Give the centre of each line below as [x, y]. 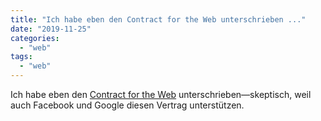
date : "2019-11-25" [51, 29]
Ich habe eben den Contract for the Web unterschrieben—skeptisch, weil [161, 94]
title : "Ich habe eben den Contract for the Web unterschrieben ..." [158, 19]
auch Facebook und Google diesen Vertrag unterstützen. [127, 105]
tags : [21, 57]
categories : [35, 38]
